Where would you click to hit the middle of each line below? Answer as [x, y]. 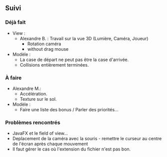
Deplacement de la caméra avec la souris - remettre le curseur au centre [87, 139]
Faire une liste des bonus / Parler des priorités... [69, 109]
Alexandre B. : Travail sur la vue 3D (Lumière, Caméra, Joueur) [84, 38]
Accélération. [33, 93]
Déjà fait [15, 22]
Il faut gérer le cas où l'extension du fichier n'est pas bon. [72, 149]
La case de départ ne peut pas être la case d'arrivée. [74, 60]
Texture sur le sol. [38, 99]
